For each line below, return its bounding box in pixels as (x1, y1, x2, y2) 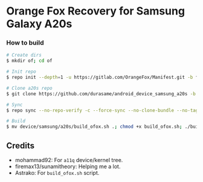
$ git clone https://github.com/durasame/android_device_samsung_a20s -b (6, 90, 196, 97)
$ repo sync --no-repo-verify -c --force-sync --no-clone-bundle (6, 107, 174, 113)
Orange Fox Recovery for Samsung (6, 4, 185, 18)
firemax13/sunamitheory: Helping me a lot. (14, 163, 121, 170)
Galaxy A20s (6, 17, 72, 31)
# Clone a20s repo (6, 85, 53, 91)
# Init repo (6, 69, 36, 75)
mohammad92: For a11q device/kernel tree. (14, 157, 123, 164)
